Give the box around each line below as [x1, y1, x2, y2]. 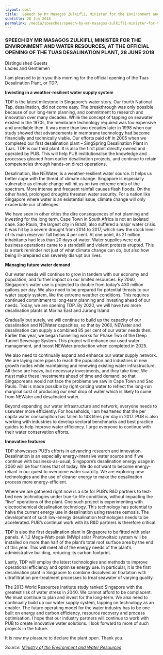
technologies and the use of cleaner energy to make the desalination [5, 474, 142, 480]
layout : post [5, 7, 32, 12]
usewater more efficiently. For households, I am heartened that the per [5, 408, 147, 414]
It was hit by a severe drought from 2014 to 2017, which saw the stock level [5, 226, 155, 232]
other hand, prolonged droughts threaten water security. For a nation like [5, 191, 150, 197]
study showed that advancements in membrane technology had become [5, 130, 150, 135]
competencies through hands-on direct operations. [5, 161, 107, 167]
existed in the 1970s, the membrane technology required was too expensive [5, 119, 156, 125]
